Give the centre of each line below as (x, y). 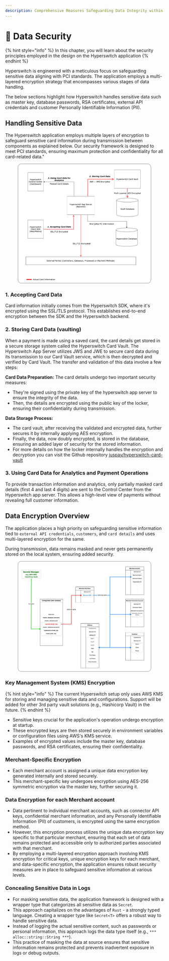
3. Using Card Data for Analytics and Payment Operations (77, 473)
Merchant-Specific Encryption (43, 760)
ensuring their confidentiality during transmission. (64, 408)
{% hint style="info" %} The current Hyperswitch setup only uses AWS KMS (84, 693)
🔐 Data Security (38, 36)
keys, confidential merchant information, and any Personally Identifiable (87, 816)
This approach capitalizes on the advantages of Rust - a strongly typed (86, 910)
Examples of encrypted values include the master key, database (79, 741)
